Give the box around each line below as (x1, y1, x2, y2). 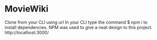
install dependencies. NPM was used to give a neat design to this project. (4, 24, 153, 30)
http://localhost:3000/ (4, 29, 49, 35)
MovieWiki (4, 3, 48, 14)
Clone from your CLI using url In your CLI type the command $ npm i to (4, 19, 148, 25)
